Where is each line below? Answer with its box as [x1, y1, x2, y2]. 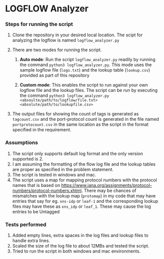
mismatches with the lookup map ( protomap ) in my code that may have [12, 192, 156, 199]
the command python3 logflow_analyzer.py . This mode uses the [19, 62, 152, 68]
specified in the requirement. [12, 127, 72, 133]
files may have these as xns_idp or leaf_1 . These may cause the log [12, 203, 151, 209]
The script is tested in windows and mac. [12, 172, 97, 177]
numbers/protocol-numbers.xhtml [12, 187, 82, 193]
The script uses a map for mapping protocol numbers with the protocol [12, 177, 157, 183]
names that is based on [12, 182, 60, 188]
